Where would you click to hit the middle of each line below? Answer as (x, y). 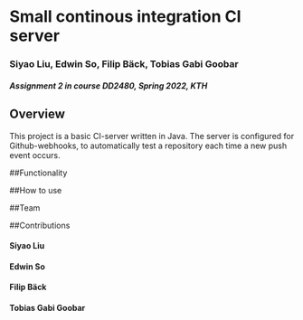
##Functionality (38, 173)
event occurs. (35, 155)
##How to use (36, 190)
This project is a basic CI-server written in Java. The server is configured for (152, 136)
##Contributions (40, 225)
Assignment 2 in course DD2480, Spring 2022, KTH (109, 85)
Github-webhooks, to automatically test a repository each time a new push (148, 146)
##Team (25, 207)
